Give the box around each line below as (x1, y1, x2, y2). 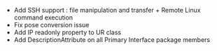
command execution (13, 13, 73, 22)
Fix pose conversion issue (13, 21, 90, 29)
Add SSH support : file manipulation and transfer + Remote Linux (13, 6, 201, 14)
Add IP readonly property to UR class (13, 28, 121, 36)
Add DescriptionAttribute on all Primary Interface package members (13, 36, 211, 44)
